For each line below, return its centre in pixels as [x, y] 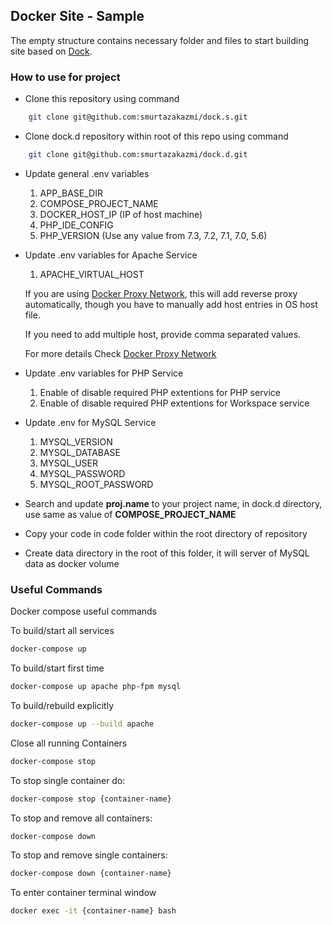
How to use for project [65, 77]
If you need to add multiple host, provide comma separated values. [163, 334]
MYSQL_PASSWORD [82, 473]
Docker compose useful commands [83, 611]
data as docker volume [72, 563]
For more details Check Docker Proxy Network [120, 353]
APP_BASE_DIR [71, 193]
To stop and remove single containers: [89, 855]
